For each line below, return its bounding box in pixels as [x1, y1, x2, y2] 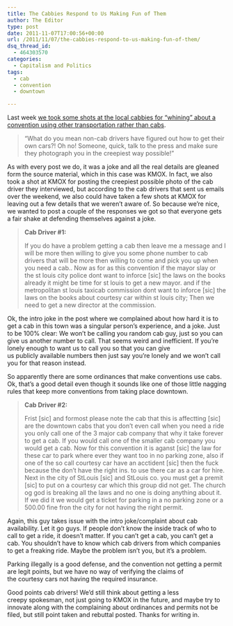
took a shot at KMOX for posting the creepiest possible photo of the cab [7, 177, 214, 186]
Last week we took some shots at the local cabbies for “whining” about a [7, 113, 216, 122]
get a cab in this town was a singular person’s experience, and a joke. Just [7, 322, 220, 330]
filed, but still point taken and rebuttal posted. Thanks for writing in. [7, 611, 200, 619]
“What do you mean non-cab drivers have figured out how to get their [24, 134, 225, 143]
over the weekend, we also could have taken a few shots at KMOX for [7, 193, 207, 201]
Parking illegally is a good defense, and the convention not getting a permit [7, 560, 223, 569]
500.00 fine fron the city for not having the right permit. [24, 503, 184, 512]
